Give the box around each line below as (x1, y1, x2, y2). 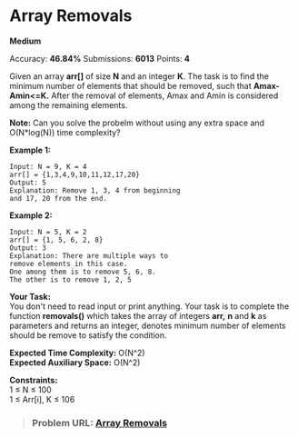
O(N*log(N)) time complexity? (9, 126, 121, 137)
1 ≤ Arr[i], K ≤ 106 (9, 393, 75, 404)
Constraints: (9, 374, 58, 385)
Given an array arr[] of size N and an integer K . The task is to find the (9, 70, 270, 82)
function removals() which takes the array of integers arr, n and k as (9, 310, 267, 321)
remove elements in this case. (9, 259, 128, 268)
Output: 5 (9, 178, 47, 187)
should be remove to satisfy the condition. (9, 329, 167, 341)
